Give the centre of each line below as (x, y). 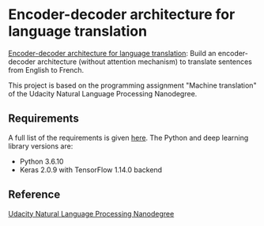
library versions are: (41, 146)
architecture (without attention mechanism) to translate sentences (145, 62)
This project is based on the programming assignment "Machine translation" (132, 85)
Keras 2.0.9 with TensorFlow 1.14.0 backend (91, 169)
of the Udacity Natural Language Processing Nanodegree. (103, 93)
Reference (34, 195)
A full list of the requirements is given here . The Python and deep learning (128, 137)
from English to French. (46, 70)
